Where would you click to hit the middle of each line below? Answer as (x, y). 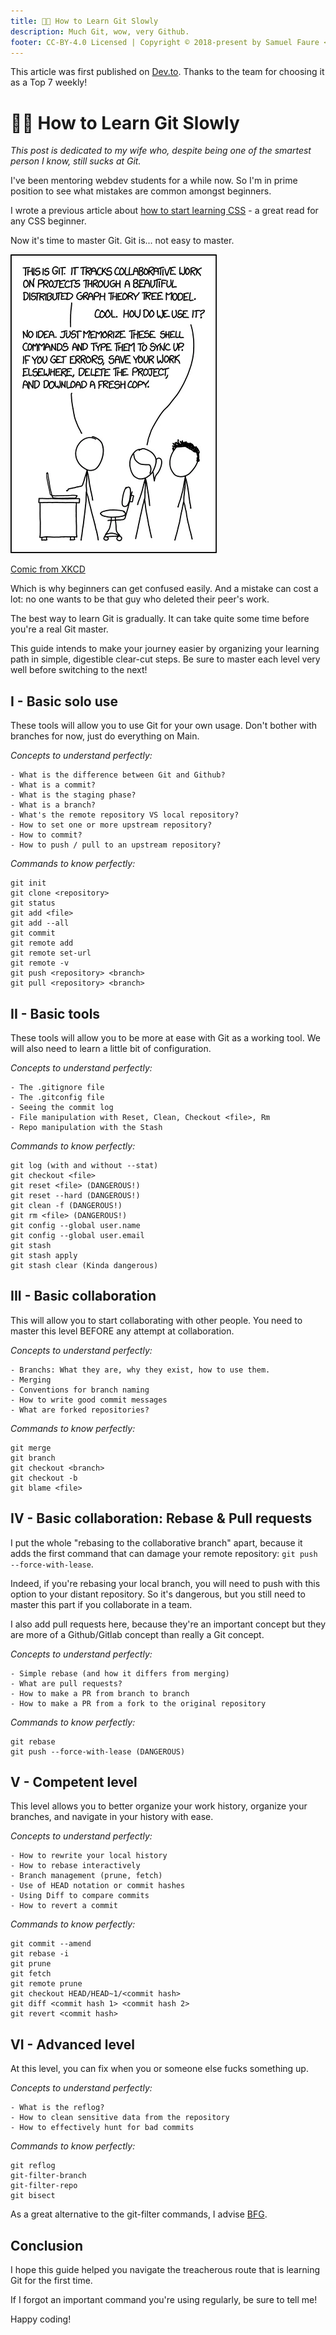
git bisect (33, 2196)
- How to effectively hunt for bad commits (102, 2128)
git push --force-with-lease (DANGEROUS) (98, 1751)
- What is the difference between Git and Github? (118, 775)
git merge (31, 1448)
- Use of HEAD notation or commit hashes (98, 1886)
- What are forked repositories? (80, 1410)
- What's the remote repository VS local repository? (125, 815)
